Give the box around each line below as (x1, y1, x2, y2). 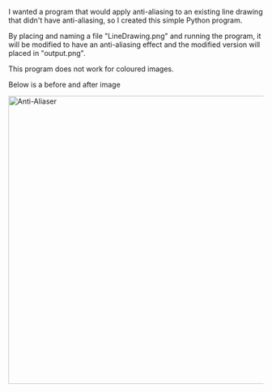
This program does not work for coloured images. (8, 64, 174, 74)
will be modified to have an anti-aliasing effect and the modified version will (8, 40, 261, 49)
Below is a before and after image (8, 80, 121, 89)
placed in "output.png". (8, 49, 86, 58)
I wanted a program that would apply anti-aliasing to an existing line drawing (8, 7, 263, 16)
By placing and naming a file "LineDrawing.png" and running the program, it (8, 32, 261, 40)
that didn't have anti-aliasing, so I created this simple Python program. (8, 15, 243, 25)
